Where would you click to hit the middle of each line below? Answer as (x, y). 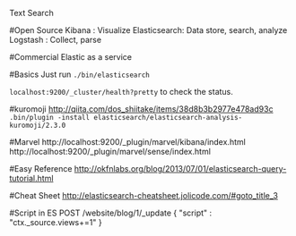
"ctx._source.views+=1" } (56, 222)
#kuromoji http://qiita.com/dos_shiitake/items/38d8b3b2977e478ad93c (141, 109)
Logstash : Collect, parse (55, 40)
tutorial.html (31, 178)
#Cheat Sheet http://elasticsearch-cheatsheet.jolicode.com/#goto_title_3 (144, 195)
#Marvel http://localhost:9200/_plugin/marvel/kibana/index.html (128, 142)
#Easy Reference (41, 169)
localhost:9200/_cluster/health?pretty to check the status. (121, 92)
